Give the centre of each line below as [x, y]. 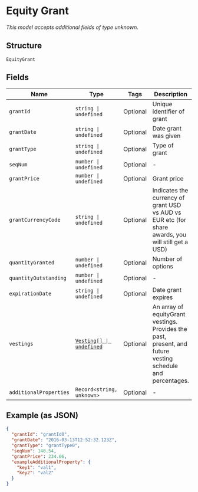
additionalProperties [39, 392]
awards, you [169, 234]
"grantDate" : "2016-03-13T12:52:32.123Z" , [64, 440]
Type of [163, 145]
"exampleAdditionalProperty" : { [51, 462]
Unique [162, 104]
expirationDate [30, 293]
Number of [167, 259]
